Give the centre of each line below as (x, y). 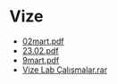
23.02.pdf (41, 50)
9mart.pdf (41, 60)
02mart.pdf (43, 41)
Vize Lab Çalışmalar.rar (65, 70)
